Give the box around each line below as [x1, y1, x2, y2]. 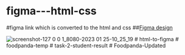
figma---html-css [6, 4, 97, 18]
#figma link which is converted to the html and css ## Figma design [6, 24, 173, 31]
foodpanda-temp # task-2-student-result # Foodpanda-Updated [6, 42, 166, 49]
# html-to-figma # [134, 35, 179, 42]
